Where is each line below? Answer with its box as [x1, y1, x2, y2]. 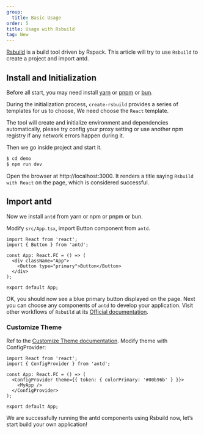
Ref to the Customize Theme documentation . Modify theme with [6, 337, 168, 344]
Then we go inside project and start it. [6, 143, 102, 151]
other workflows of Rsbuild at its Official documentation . [6, 308, 148, 315]
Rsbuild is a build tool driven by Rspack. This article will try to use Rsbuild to [6, 48, 199, 56]
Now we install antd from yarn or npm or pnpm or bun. [6, 212, 144, 220]
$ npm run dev [6, 161, 43, 167]
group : [6, 9, 23, 15]
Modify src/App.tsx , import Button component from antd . [6, 224, 151, 232]
